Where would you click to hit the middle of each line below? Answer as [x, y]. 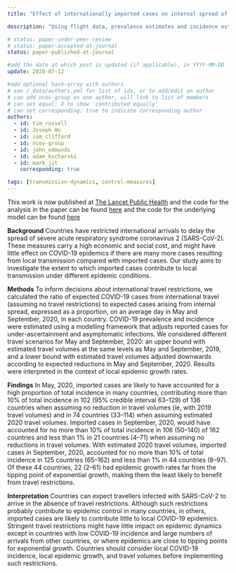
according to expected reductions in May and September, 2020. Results [111, 364]
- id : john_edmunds [42, 150]
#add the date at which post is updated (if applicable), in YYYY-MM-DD [116, 65]
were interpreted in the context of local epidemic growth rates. [98, 371]
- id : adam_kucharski [45, 156]
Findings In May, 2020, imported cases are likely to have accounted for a [113, 385]
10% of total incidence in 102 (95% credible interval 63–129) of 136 [104, 400]
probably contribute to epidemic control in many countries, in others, [107, 511]
